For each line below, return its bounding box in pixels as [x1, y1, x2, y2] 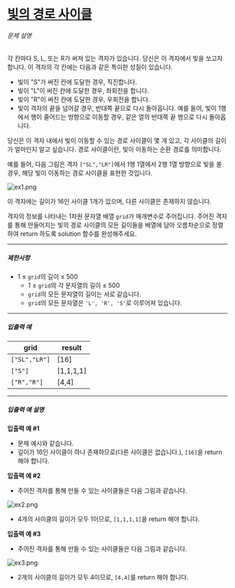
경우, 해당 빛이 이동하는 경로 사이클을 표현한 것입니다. [7, 169, 152, 177]
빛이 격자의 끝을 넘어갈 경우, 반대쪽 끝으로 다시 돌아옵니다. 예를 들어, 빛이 [17, 104, 217, 113]
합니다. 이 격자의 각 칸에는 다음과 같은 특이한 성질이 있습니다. [7, 63, 173, 71]
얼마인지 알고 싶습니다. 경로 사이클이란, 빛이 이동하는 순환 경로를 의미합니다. [14, 145, 222, 154]
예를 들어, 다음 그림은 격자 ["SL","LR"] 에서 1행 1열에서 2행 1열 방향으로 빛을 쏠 [7, 160, 222, 169]
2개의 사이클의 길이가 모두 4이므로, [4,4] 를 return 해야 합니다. [17, 573, 189, 582]
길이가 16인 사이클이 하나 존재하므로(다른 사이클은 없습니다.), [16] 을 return [17, 448, 222, 456]
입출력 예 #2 [7, 472, 41, 480]
